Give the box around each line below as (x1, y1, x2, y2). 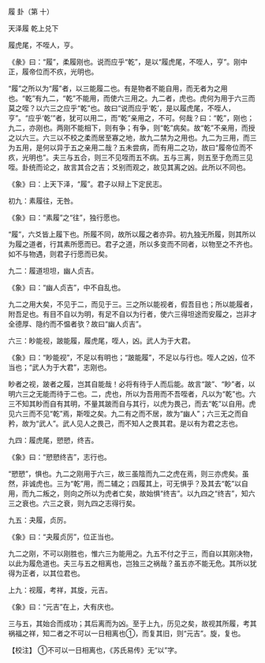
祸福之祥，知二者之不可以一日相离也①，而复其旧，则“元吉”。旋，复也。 (8, 629, 245, 638)
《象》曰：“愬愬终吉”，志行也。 (8, 453, 112, 461)
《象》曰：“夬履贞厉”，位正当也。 (8, 532, 118, 542)
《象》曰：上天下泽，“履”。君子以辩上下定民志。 (8, 180, 167, 188)
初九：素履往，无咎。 (8, 196, 77, 205)
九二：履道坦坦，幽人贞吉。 (8, 266, 99, 275)
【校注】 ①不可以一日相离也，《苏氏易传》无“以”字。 (8, 646, 181, 654)
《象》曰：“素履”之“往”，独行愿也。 (8, 213, 125, 222)
